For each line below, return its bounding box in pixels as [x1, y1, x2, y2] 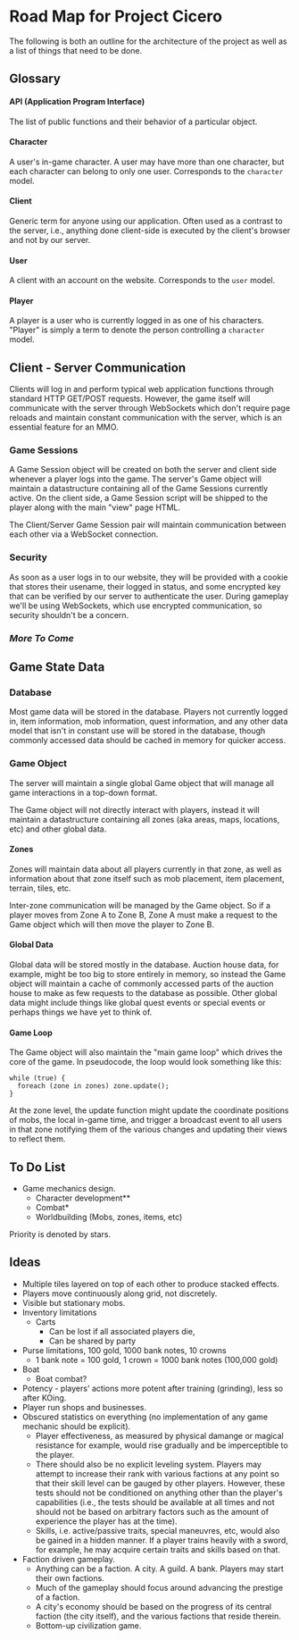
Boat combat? [35, 1373, 87, 1384]
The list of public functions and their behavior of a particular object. [9, 116, 258, 127]
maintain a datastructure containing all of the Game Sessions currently [9, 483, 269, 494]
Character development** [35, 1192, 131, 1203]
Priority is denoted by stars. [9, 1229, 112, 1240]
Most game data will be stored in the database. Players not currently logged [9, 707, 288, 717]
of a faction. [35, 1592, 80, 1602]
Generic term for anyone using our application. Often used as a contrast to [9, 215, 283, 226]
